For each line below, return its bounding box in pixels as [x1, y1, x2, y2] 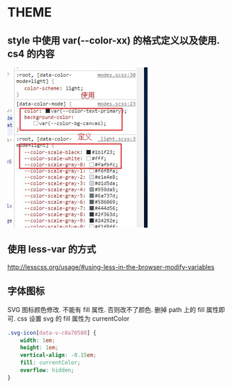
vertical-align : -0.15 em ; [20, 352, 97, 359]
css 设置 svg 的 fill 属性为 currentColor [16, 314, 130, 323]
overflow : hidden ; [20, 367, 74, 374]
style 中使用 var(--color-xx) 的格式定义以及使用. [7, 34, 220, 46]
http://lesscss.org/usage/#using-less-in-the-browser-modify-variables [7, 262, 215, 271]
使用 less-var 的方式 [7, 243, 96, 256]
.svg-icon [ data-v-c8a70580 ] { [7, 329, 97, 336]
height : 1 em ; [20, 344, 59, 352]
